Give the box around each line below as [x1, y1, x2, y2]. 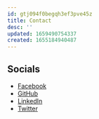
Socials [7, 63, 41, 75]
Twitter [17, 104, 39, 113]
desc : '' [7, 23, 33, 30]
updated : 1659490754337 [7, 30, 77, 38]
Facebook [17, 81, 47, 90]
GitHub [17, 89, 39, 98]
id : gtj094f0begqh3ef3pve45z [7, 10, 93, 18]
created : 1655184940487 [7, 37, 77, 44]
